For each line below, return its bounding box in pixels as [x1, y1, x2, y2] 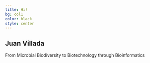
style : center [5, 21, 35, 26]
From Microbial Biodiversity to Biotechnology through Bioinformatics [5, 52, 145, 58]
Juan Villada [5, 39, 45, 47]
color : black [5, 16, 32, 21]
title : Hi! [5, 7, 28, 12]
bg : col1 [5, 12, 23, 17]
